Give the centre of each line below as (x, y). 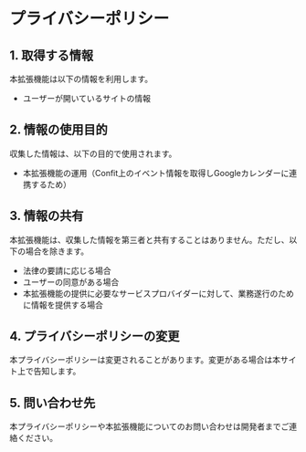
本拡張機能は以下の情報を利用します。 (81, 79)
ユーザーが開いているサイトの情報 (87, 98)
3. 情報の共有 (47, 216)
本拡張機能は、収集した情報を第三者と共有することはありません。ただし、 (149, 239)
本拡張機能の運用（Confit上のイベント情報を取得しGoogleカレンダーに (156, 173)
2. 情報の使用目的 (58, 130)
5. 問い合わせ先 (53, 403)
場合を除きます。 (57, 251)
